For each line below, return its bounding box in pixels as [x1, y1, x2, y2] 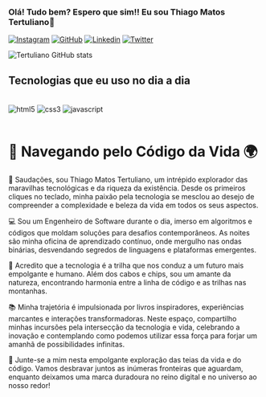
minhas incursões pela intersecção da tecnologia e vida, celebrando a [8, 322, 240, 332]
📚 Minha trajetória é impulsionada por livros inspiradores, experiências [8, 302, 244, 312]
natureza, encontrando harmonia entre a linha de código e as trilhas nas [8, 277, 247, 287]
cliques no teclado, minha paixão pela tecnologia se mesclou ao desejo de [8, 191, 255, 201]
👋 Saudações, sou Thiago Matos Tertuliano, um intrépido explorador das [8, 174, 248, 184]
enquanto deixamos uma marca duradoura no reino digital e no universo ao [8, 372, 257, 382]
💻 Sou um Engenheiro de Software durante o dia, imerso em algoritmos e [8, 216, 253, 226]
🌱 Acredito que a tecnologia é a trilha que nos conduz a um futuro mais [8, 260, 244, 270]
